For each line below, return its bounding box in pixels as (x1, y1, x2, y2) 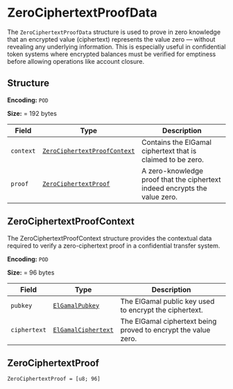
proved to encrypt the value (120, 325, 211, 334)
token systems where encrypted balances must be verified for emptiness (7, 50, 216, 58)
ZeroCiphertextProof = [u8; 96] (7, 376, 101, 383)
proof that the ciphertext (141, 175, 221, 184)
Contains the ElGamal (141, 137, 212, 147)
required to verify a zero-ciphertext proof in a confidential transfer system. (7, 241, 221, 250)
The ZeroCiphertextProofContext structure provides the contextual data (7, 234, 212, 242)
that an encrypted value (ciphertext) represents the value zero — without (7, 35, 216, 43)
